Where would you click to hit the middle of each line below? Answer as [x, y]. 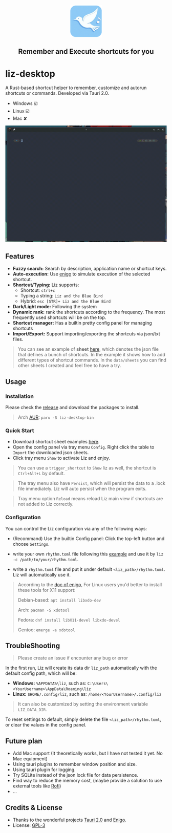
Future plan [24, 741]
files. [18, 339]
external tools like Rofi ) [37, 786]
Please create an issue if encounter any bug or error [73, 658]
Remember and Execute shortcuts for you [86, 51]
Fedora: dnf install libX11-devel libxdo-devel [69, 620]
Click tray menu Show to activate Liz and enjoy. [61, 458]
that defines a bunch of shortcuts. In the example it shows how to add [91, 355]
